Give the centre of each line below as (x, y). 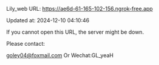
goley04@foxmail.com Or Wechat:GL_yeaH (60, 55)
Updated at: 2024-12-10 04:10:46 (48, 20)
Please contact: (26, 44)
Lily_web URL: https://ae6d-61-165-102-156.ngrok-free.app (79, 9)
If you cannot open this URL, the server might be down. (75, 32)
